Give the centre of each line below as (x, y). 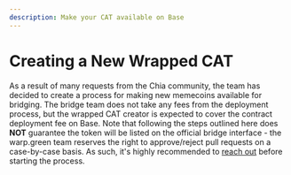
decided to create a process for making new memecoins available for (136, 95)
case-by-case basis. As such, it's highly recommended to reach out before (146, 151)
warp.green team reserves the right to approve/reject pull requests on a (140, 141)
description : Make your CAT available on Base (97, 17)
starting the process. (47, 161)
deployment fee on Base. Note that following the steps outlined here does (144, 123)
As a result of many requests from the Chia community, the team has (135, 86)
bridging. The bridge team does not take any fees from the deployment (139, 104)
